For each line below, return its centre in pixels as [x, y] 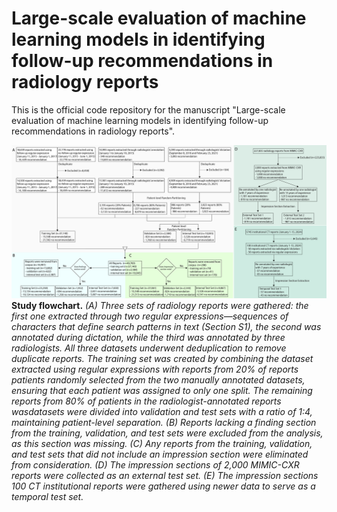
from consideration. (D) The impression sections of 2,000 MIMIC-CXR [155, 465]
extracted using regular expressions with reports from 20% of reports [155, 369]
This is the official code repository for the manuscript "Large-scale [148, 109]
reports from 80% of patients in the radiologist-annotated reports [146, 401]
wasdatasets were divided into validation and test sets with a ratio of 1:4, [162, 412]
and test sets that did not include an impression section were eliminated [160, 454]
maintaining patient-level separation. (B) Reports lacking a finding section [164, 423]
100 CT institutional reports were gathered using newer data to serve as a [163, 486]
